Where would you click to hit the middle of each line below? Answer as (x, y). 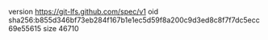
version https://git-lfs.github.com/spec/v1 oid (84, 12)
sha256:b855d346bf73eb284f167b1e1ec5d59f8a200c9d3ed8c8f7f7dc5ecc (134, 20)
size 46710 (61, 28)
